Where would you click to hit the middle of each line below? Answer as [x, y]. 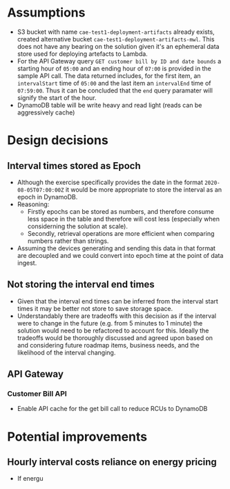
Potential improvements [77, 437]
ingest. [27, 263]
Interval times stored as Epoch [74, 166]
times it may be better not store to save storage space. [95, 308]
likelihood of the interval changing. [66, 352]
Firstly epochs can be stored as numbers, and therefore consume [121, 211]
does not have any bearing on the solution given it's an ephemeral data [118, 46]
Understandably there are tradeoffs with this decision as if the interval [116, 316]
